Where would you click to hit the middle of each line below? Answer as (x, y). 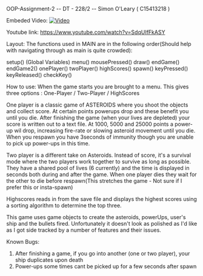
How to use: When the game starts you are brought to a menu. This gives (98, 87)
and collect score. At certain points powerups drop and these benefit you (98, 111)
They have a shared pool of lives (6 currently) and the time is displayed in (98, 168)
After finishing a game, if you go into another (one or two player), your (102, 253)
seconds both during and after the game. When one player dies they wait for (101, 174)
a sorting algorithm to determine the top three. (64, 205)
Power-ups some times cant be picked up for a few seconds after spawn (106, 266)
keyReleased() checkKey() (39, 75)
